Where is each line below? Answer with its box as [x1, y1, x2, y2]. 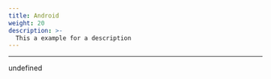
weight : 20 [8, 19, 45, 27]
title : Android [8, 11, 60, 20]
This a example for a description [15, 34, 131, 42]
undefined [8, 63, 43, 73]
